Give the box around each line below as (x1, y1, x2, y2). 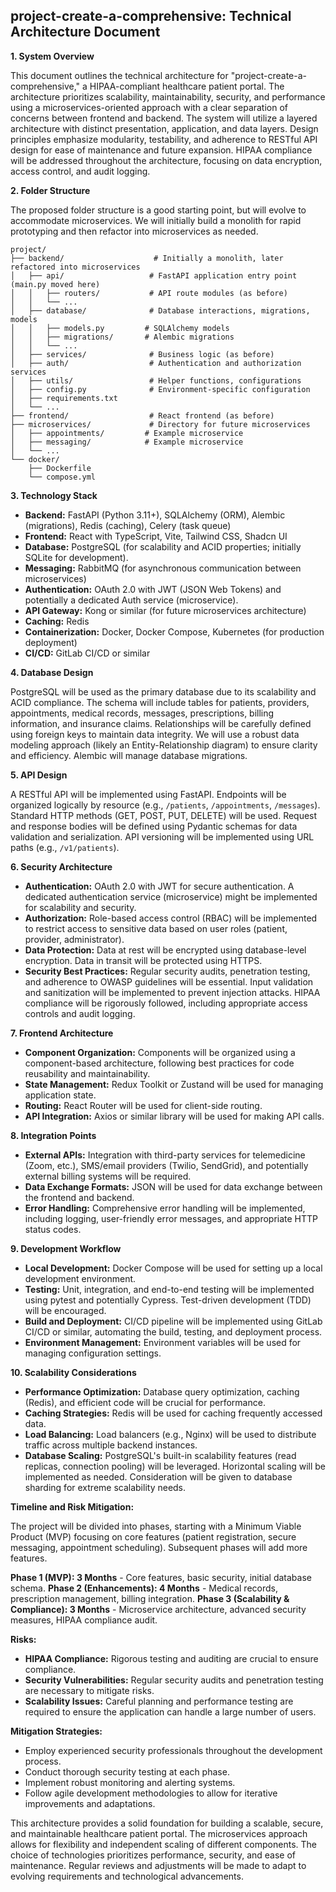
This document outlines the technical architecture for (10, 69, 229, 81)
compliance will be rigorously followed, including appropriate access (24, 997, 308, 1009)
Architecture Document (10, 24, 161, 41)
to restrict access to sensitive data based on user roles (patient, (24, 922, 288, 934)
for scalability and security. (24, 901, 137, 913)
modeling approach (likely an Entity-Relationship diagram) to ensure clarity (10, 739, 318, 751)
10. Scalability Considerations (10, 1366, 137, 1378)
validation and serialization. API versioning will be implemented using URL (10, 830, 315, 843)
